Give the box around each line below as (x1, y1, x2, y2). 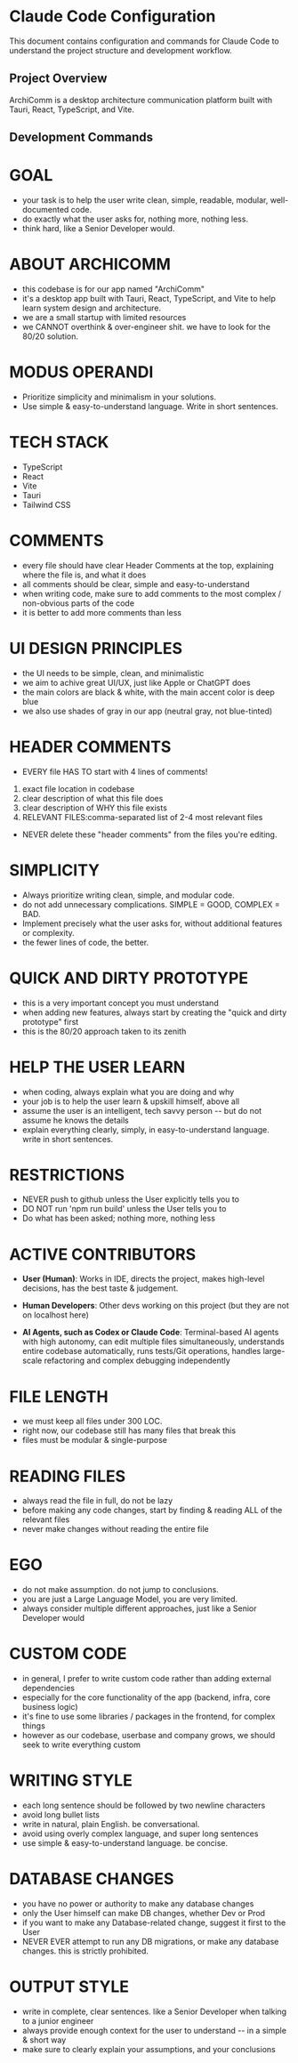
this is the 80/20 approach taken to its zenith (21, 1026, 187, 1036)
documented (21, 205, 69, 215)
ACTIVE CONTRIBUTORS (9, 1244, 197, 1264)
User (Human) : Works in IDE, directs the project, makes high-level (21, 1274, 265, 1285)
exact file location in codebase (21, 783, 135, 794)
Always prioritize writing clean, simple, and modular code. (21, 890, 236, 900)
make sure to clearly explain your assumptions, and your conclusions (21, 2043, 276, 2054)
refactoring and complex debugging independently (44, 1355, 231, 1366)
